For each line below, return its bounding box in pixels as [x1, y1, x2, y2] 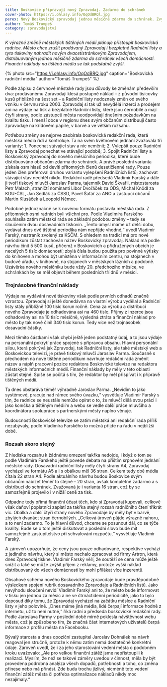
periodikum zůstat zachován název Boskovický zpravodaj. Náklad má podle [5, 238, 160, 244]
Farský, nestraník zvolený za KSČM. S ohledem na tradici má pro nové [5, 232, 149, 238]
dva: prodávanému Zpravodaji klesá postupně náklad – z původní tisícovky [5, 91, 158, 97]
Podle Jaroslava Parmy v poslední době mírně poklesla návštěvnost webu [5, 614, 156, 620]
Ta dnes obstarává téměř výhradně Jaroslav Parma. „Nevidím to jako [5, 386, 146, 392]
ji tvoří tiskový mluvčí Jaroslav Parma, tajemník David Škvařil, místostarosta [5, 180, 159, 186]
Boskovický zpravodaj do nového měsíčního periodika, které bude [5, 153, 140, 160]
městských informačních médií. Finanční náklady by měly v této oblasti [5, 366, 150, 372]
